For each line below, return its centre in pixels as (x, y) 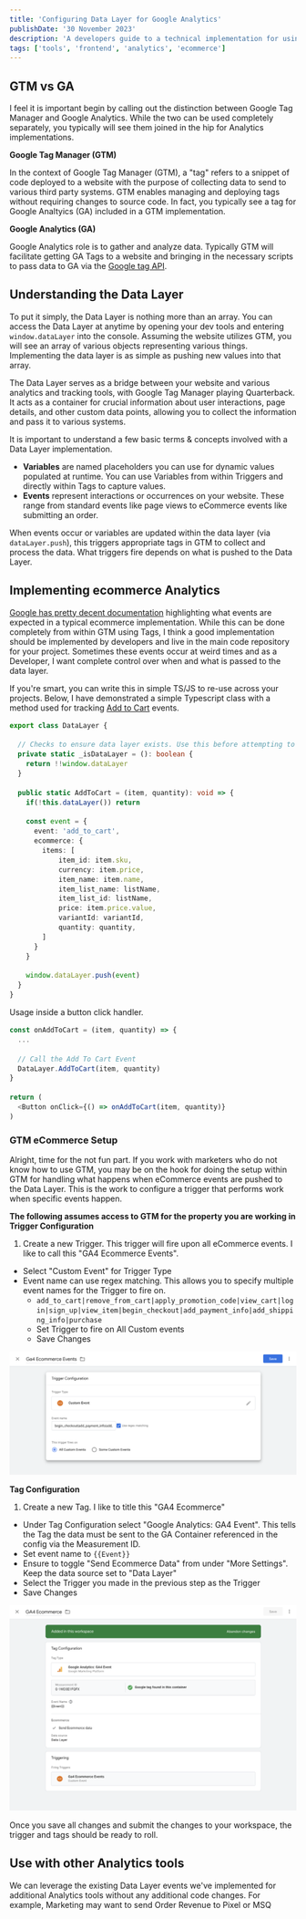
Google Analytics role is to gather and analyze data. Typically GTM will (142, 247)
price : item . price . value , (107, 908)
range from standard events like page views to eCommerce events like (155, 505)
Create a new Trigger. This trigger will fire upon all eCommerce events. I (158, 1244)
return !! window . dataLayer (77, 764)
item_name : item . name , (101, 879)
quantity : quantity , (97, 928)
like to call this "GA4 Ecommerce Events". (101, 1253)
